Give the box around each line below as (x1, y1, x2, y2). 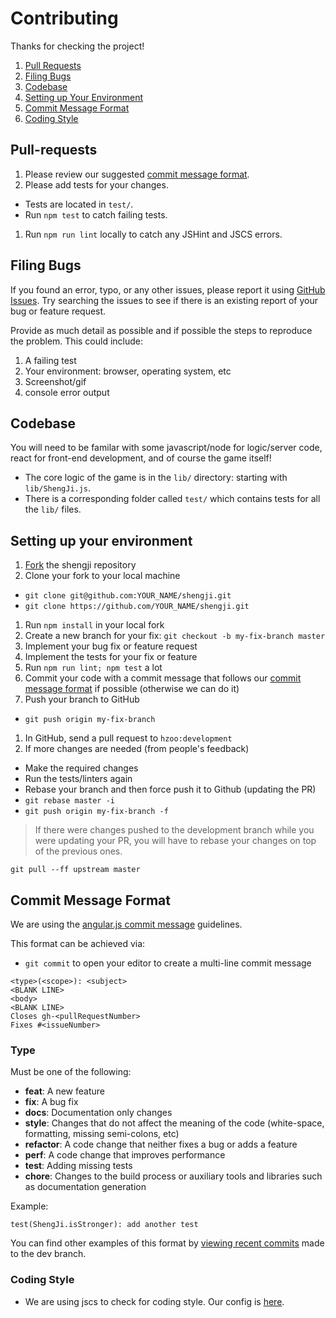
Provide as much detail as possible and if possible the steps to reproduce (10, 324, 313, 336)
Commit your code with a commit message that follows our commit (24, 672, 302, 684)
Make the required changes (24, 762, 139, 774)
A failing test (24, 354, 77, 366)
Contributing (10, 7, 119, 30)
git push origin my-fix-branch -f (24, 807, 169, 817)
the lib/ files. (24, 503, 82, 516)
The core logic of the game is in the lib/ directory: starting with (24, 472, 288, 484)
